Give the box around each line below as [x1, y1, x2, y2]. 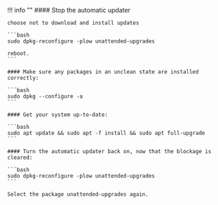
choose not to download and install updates [7, 20, 139, 27]
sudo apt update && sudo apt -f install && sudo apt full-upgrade [7, 129, 205, 136]
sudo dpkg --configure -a [7, 93, 83, 100]
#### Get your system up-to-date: [7, 111, 109, 118]
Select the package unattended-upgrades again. [7, 191, 149, 198]
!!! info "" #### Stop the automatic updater [7, 6, 131, 14]
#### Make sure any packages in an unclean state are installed [7, 69, 199, 76]
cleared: [7, 154, 33, 161]
